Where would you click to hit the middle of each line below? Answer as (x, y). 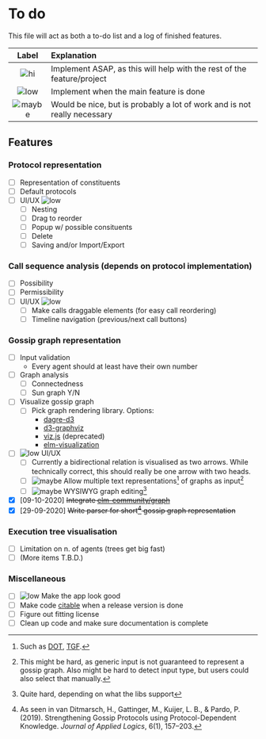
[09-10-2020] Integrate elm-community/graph (95, 500)
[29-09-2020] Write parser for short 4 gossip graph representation (127, 510)
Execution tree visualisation (63, 531)
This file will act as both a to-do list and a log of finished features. (115, 36)
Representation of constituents (70, 182)
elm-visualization (71, 445)
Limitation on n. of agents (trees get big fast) (92, 549)
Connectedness (57, 384)
